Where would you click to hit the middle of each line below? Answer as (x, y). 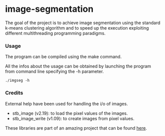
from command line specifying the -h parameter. (55, 71)
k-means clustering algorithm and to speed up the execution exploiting (77, 28)
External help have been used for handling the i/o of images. (67, 103)
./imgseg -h (17, 81)
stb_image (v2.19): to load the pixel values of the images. (70, 113)
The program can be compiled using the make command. (63, 57)
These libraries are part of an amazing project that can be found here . (76, 128)
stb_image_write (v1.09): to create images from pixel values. (73, 118)
